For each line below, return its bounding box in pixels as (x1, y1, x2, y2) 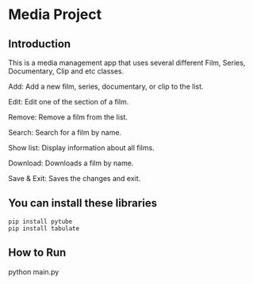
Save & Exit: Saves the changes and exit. (8, 174, 141, 183)
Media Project (8, 6, 102, 24)
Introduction (8, 37, 71, 51)
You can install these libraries (8, 196, 157, 210)
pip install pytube (8, 218, 73, 225)
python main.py (8, 267, 59, 276)
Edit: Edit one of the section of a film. (8, 97, 129, 106)
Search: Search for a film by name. (8, 128, 121, 137)
